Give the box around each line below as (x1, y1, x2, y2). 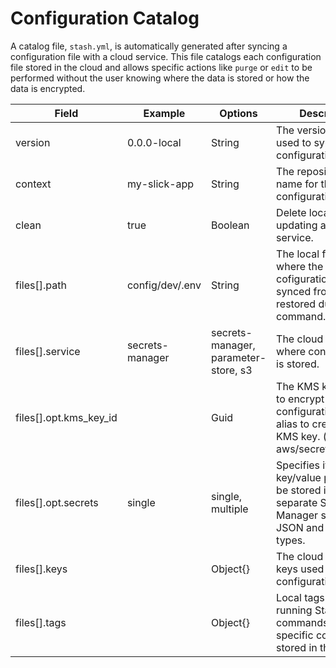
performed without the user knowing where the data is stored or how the (10, 72, 310, 84)
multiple (210, 502, 249, 516)
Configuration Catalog (10, 7, 200, 30)
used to (276, 135, 312, 149)
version (15, 135, 51, 149)
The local (276, 247, 320, 261)
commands (276, 615, 329, 629)
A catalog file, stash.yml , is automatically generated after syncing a (10, 40, 288, 52)
